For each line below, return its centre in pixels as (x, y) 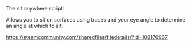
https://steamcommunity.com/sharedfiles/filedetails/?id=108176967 (87, 37)
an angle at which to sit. (35, 26)
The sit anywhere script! (35, 8)
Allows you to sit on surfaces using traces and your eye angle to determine (96, 20)
